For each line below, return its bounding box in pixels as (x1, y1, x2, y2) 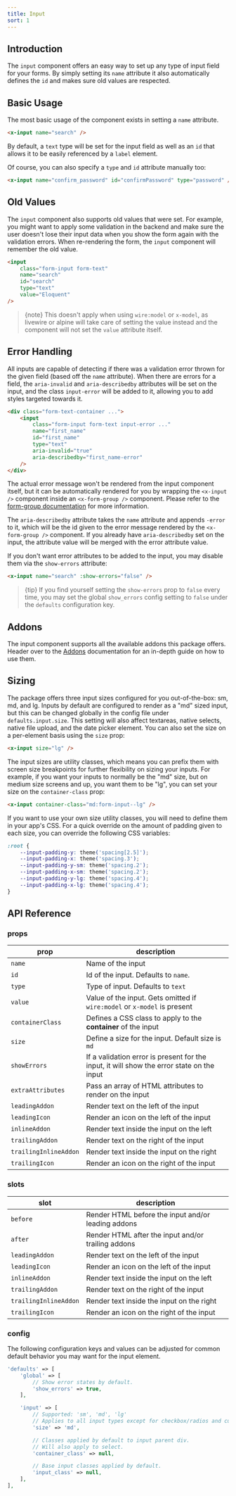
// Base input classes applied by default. (32, 1462, 162, 1470)
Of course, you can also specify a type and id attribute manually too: (7, 163, 206, 171)
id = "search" (20, 278, 55, 285)
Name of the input (86, 959, 146, 969)
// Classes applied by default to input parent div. (32, 1437, 190, 1444)
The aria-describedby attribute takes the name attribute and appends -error (7, 515, 226, 524)
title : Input (7, 10, 46, 18)
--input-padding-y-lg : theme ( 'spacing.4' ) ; (20, 875, 150, 882)
